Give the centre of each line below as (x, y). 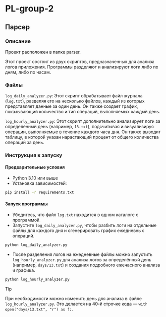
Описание (18, 41)
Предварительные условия (35, 167)
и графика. (24, 270)
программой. (27, 220)
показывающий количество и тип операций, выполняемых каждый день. (83, 112)
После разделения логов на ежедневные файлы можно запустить (82, 254)
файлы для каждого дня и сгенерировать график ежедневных (78, 231)
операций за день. (25, 143)
